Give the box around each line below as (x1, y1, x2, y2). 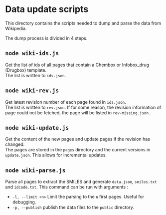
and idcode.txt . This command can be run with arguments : (5, 184, 129, 190)
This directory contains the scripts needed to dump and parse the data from (5, 20, 161, 26)
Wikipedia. (5, 25, 27, 31)
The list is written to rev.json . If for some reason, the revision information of (5, 104, 162, 110)
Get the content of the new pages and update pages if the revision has (5, 136, 151, 142)
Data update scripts (5, 4, 89, 15)
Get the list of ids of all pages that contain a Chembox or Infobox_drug (5, 62, 150, 68)
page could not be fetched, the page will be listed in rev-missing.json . (5, 109, 150, 116)
